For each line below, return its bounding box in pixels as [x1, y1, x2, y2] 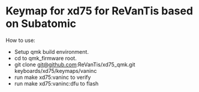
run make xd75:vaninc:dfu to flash [14, 79, 99, 87]
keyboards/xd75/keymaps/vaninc [14, 67, 97, 74]
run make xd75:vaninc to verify [14, 73, 91, 81]
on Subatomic [5, 17, 76, 30]
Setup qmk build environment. [14, 48, 89, 55]
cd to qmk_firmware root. [14, 54, 77, 62]
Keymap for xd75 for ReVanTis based [5, 4, 193, 18]
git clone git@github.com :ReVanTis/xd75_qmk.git [14, 61, 135, 68]
